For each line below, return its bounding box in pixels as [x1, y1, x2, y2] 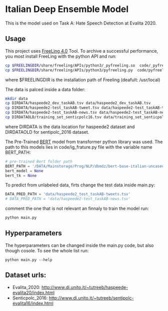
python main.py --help [5, 257, 52, 262]
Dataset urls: [5, 271, 46, 279]
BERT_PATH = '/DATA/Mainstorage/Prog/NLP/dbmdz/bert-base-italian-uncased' [5, 164, 166, 169]
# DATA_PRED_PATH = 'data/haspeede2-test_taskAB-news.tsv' [5, 196, 131, 201]
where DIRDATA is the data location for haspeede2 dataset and [5, 124, 135, 130]
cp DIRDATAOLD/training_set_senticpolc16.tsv [5, 115, 101, 120]
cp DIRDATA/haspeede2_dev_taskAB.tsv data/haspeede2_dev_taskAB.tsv [5, 101, 151, 106]
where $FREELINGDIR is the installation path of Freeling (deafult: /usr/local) [5, 77, 160, 83]
